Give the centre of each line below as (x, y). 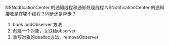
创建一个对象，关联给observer (44, 31)
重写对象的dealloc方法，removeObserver (55, 37)
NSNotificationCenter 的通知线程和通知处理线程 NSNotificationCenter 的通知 (85, 7)
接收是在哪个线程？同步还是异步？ (41, 14)
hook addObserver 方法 (37, 25)
